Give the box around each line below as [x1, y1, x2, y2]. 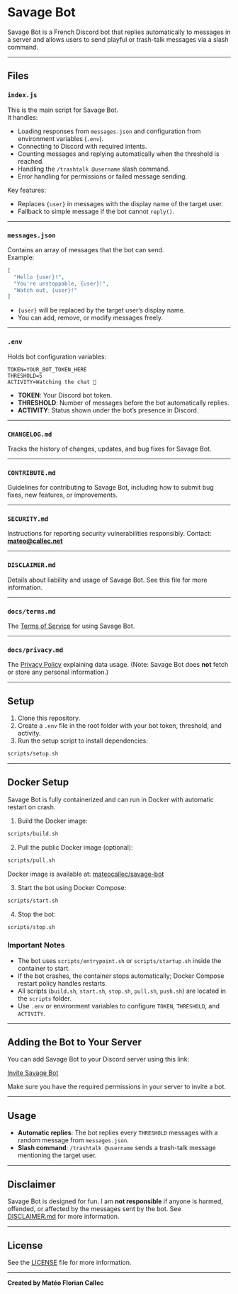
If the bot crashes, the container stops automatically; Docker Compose [17, 972, 225, 980]
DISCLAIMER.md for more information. [7, 1213, 120, 1221]
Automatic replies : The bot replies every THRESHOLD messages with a [17, 1128, 218, 1137]
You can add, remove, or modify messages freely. [17, 313, 163, 322]
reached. [17, 157, 45, 165]
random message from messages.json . [17, 1136, 130, 1144]
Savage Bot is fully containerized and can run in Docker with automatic [7, 795, 215, 804]
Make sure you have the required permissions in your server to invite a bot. [7, 1082, 227, 1091]
